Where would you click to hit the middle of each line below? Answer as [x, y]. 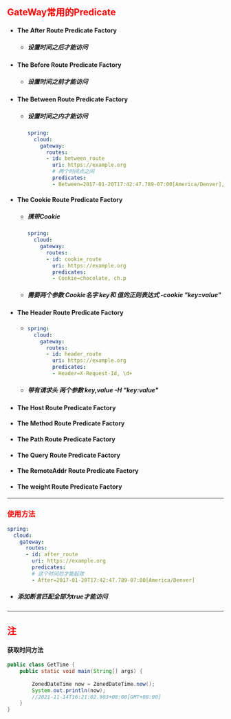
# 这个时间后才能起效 [58, 574]
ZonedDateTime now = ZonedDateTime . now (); [93, 684]
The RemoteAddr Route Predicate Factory [78, 471]
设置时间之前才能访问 [57, 81]
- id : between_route [75, 159]
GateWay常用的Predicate [62, 12]
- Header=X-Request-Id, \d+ [92, 374]
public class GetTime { [41, 665]
